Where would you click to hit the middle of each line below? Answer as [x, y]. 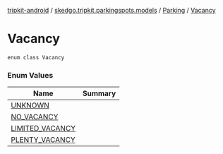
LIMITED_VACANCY [43, 129]
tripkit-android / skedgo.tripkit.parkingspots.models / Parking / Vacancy [112, 10]
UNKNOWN [30, 105]
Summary [99, 93]
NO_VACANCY [35, 117]
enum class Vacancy [36, 57]
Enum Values [30, 75]
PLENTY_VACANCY [43, 140]
